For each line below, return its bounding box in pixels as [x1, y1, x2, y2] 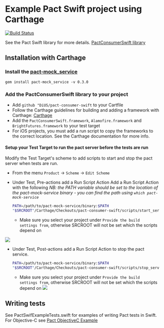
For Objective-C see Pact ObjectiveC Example [5, 317, 98, 324]
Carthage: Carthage [12, 112, 52, 118]
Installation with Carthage [5, 54, 86, 62]
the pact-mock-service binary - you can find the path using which [12, 190, 145, 196]
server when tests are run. [5, 161, 58, 166]
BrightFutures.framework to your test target [12, 122, 100, 128]
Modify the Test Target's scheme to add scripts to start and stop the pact [5, 155, 153, 161]
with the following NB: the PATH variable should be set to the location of [12, 185, 158, 190]
